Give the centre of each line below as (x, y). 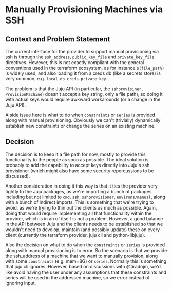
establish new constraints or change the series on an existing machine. (80, 126)
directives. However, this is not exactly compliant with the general (75, 62)
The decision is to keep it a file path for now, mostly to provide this (75, 154)
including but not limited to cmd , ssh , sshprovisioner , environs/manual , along (85, 197)
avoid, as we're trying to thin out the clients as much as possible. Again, (81, 207)
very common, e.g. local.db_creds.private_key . (56, 79)
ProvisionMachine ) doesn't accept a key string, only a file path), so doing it (84, 94)
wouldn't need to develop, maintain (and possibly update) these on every (83, 230)
